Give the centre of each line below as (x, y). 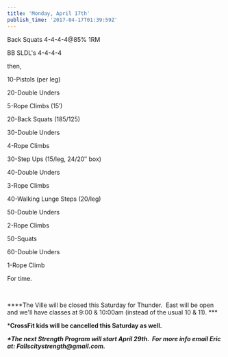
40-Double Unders (34, 172)
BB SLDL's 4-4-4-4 (34, 53)
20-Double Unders (34, 93)
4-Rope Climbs (28, 145)
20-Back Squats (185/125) (44, 119)
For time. (20, 278)
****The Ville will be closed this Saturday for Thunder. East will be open (111, 305)
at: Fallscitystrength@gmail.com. (56, 346)
